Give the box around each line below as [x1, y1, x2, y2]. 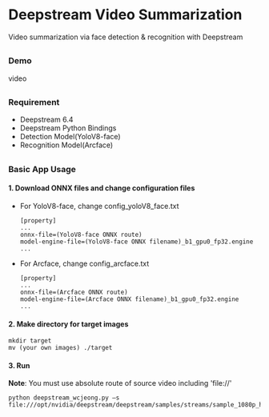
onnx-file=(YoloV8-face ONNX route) [19, 231, 143, 239]
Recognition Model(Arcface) [19, 140, 114, 150]
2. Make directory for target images [8, 319, 129, 329]
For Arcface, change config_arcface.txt [19, 259, 150, 269]
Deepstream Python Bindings [19, 123, 117, 133]
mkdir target [8, 337, 52, 345]
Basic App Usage [8, 163, 76, 174]
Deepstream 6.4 [19, 114, 74, 125]
